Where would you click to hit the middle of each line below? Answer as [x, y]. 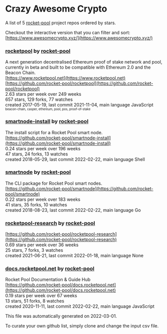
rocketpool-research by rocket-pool [50, 223]
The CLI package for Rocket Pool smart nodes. [54, 183]
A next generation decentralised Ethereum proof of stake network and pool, [84, 62]
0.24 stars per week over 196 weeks [43, 148]
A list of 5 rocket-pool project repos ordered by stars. [61, 23]
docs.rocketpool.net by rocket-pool [50, 269]
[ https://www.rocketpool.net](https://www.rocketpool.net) [65, 78]
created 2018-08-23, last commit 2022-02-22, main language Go [73, 210]
